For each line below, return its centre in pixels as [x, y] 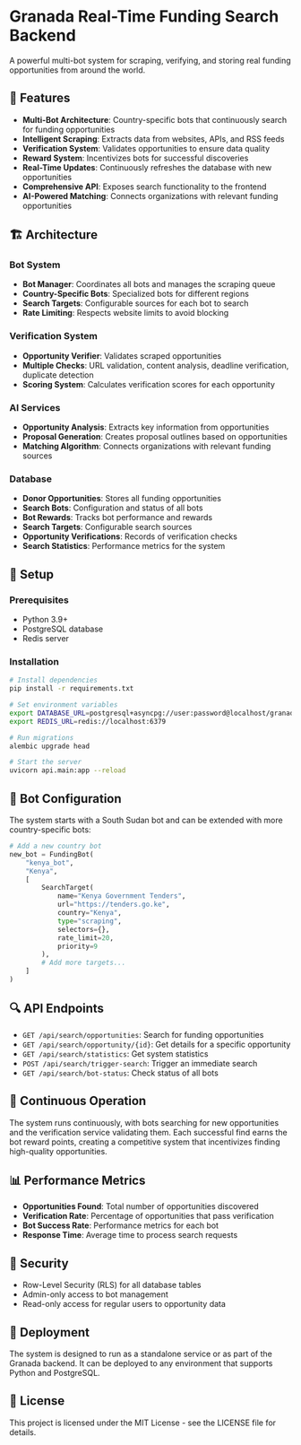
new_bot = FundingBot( [52, 854]
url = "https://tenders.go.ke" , [113, 905]
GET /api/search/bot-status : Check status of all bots [120, 1073]
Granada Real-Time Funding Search [144, 17]
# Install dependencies [54, 680]
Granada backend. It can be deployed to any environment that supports [141, 1363]
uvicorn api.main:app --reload [68, 770]
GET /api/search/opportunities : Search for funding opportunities [143, 1034]
